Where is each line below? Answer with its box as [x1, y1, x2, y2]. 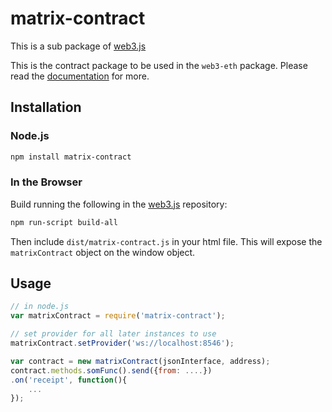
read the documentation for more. [10, 70, 150, 82]
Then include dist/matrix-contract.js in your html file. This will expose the [10, 235, 323, 247]
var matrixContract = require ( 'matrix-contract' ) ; [10, 311, 226, 321]
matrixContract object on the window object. [10, 246, 196, 258]
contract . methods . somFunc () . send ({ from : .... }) [10, 365, 213, 376]
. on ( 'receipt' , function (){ [10, 375, 128, 385]
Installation [10, 99, 82, 116]
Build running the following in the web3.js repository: [10, 198, 228, 210]
